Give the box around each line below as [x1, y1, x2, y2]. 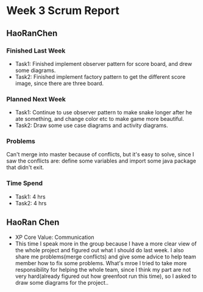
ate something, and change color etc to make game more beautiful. [15, 115, 184, 123]
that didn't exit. [6, 164, 45, 171]
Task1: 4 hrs [15, 193, 46, 200]
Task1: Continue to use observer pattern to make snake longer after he [15, 109, 193, 116]
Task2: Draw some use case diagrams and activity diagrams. [15, 122, 169, 129]
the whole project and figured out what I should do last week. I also [15, 246, 184, 254]
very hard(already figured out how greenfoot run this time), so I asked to [15, 272, 197, 280]
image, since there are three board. [15, 79, 104, 87]
